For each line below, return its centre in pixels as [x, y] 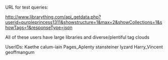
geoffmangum [20, 52]
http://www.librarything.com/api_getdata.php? [53, 17]
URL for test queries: [27, 7]
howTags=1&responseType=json [39, 27]
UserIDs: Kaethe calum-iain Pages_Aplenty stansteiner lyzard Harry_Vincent [84, 47]
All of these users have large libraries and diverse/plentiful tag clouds [77, 37]
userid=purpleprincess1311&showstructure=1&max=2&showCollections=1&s [84, 22]
